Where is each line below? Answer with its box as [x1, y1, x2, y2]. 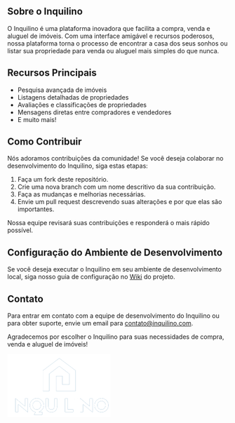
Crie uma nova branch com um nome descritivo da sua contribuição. [17, 182, 216, 192]
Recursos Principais [7, 67, 97, 79]
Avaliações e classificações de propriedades [17, 100, 147, 109]
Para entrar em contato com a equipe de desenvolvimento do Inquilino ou [7, 311, 220, 320]
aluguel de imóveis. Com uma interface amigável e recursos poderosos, [7, 32, 215, 40]
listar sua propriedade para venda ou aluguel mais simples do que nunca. [7, 46, 220, 55]
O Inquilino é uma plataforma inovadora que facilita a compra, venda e [7, 24, 210, 32]
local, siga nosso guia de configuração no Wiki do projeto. [7, 273, 175, 281]
